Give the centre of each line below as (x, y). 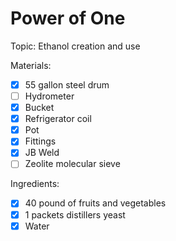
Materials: (31, 65)
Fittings (40, 141)
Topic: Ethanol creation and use (75, 46)
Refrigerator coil (58, 119)
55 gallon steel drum (67, 84)
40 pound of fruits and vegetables (95, 203)
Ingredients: (35, 184)
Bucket (39, 108)
